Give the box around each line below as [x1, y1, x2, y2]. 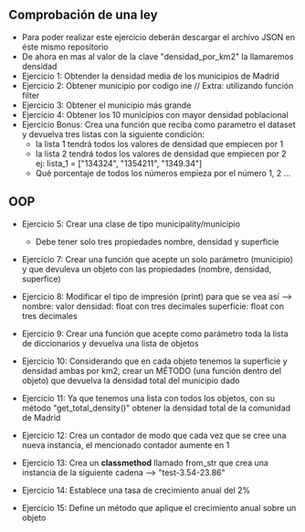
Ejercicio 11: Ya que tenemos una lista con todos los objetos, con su [21, 392, 276, 403]
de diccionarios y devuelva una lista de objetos [21, 337, 199, 348]
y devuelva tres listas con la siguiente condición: [21, 128, 205, 140]
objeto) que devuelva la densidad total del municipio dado [21, 375, 240, 386]
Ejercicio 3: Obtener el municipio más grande [21, 100, 192, 111]
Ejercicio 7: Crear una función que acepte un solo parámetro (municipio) [21, 253, 294, 264]
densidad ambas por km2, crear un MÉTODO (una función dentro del [21, 365, 282, 376]
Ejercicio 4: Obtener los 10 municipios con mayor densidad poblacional [21, 109, 289, 120]
